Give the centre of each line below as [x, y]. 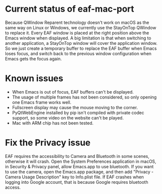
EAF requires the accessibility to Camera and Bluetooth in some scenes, [77, 156]
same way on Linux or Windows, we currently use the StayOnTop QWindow [81, 27]
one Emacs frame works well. [42, 102]
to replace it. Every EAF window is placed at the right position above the [77, 33]
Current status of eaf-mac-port [70, 9]
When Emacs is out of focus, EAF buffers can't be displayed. [73, 92]
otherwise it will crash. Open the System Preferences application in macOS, [81, 161]
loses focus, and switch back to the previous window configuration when [78, 53]
